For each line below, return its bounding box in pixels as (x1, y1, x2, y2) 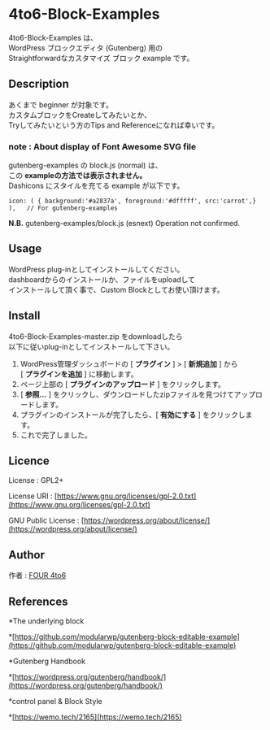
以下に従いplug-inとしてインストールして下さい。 (8, 341, 175, 351)
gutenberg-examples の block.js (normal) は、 (8, 160, 163, 171)
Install (8, 309, 41, 323)
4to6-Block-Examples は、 (8, 33, 98, 42)
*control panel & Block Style (8, 697, 103, 706)
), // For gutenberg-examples (8, 204, 118, 212)
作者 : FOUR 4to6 (8, 571, 67, 580)
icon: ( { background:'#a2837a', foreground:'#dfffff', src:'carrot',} (8, 197, 256, 206)
